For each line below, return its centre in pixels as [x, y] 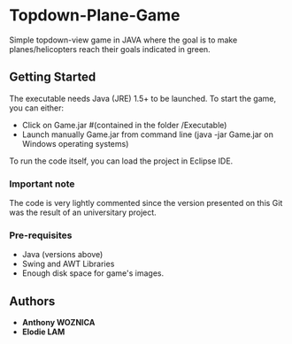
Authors [32, 301]
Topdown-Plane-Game [95, 15]
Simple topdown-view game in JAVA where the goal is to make [123, 40]
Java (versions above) [62, 255]
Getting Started [53, 77]
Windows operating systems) [75, 143]
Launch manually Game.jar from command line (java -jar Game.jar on [148, 134]
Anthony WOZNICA [58, 323]
